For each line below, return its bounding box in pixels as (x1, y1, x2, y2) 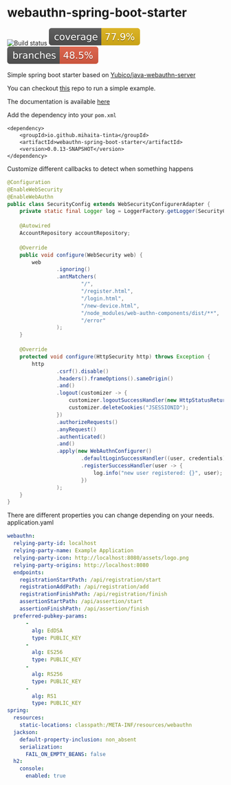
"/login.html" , (80, 295, 125, 302)
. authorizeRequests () (56, 418, 118, 425)
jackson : (13, 728, 38, 735)
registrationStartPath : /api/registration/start (19, 576, 162, 583)
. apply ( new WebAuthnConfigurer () (56, 448, 153, 455)
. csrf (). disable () (56, 367, 109, 375)
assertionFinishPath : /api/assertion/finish (19, 605, 149, 613)
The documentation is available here (7, 97, 110, 105)
